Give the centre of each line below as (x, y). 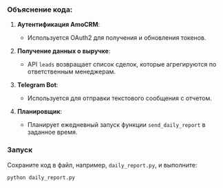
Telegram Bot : (38, 85)
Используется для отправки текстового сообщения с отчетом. (119, 98)
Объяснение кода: (40, 10)
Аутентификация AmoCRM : (59, 25)
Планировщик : (40, 112)
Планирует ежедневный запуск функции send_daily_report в (117, 125)
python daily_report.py (41, 177)
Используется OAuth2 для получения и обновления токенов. (117, 38)
